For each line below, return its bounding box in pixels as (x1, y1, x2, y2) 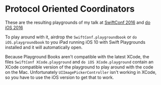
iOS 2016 (5, 24, 23, 30)
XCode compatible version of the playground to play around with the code (5, 64, 154, 70)
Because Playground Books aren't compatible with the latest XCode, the (5, 53, 149, 59)
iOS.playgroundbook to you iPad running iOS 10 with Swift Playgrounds (5, 39, 146, 45)
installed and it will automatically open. (5, 44, 83, 50)
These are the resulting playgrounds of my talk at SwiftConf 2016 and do (5, 19, 151, 25)
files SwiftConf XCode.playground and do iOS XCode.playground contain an (5, 59, 154, 65)
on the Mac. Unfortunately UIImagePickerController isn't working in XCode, (5, 69, 157, 75)
